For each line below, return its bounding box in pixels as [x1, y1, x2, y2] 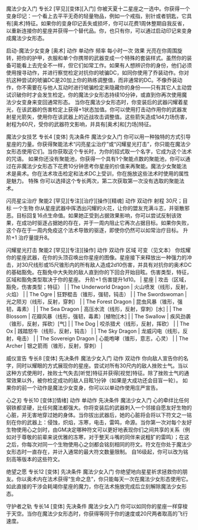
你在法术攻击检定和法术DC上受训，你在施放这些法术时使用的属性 [31, 170, 190, 177]
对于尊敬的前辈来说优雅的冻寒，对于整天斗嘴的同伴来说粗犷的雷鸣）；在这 [11, 433, 190, 440]
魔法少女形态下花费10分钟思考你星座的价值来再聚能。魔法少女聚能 [21, 163, 182, 170]
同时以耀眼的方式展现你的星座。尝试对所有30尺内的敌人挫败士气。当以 [16, 362, 189, 369]
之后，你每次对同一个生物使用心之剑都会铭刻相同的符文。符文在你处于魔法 [6, 441, 187, 448]
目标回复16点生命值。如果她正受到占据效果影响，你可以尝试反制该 [16, 212, 177, 219]
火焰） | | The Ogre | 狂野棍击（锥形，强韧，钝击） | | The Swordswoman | [6, 291, 187, 297]
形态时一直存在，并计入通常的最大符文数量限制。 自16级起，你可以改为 [11, 448, 184, 455]
